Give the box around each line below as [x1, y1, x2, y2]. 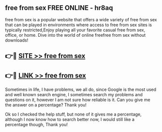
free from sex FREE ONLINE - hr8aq [5, 4, 113, 12]
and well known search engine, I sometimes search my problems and [5, 92, 143, 98]
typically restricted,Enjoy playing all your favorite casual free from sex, [5, 27, 146, 33]
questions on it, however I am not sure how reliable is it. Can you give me [5, 97, 151, 103]
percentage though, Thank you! [5, 122, 68, 128]
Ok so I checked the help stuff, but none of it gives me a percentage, [5, 111, 142, 117]
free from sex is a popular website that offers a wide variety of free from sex [5, 16, 157, 22]
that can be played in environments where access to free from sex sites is [5, 22, 152, 28]
